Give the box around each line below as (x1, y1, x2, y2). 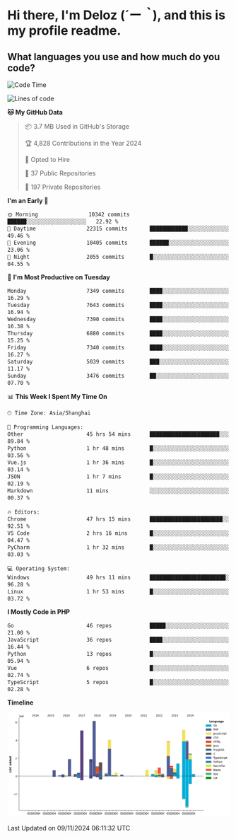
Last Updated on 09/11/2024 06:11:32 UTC (7, 823, 131, 832)
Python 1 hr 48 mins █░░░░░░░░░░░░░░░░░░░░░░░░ (7, 445, 230, 452)
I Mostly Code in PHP (7, 608, 71, 616)
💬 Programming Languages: (7, 424, 83, 431)
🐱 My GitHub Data (7, 108, 64, 116)
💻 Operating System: (7, 565, 71, 572)
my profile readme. (7, 23, 122, 39)
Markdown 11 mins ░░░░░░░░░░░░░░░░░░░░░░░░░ (7, 487, 230, 494)
